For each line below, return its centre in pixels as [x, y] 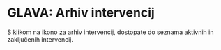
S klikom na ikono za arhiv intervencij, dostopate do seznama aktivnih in [110, 32]
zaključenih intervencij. [40, 39]
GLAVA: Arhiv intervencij [81, 13]
